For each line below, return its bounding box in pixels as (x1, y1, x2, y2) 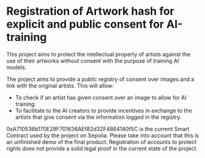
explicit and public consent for (6, 17, 164, 31)
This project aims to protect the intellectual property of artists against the (6, 50, 191, 58)
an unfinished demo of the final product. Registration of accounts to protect (6, 138, 197, 145)
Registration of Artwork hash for (6, 4, 174, 18)
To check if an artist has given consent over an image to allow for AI (15, 94, 187, 101)
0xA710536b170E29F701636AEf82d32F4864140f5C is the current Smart (6, 125, 190, 132)
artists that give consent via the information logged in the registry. (15, 113, 182, 121)
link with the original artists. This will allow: (6, 81, 114, 89)
